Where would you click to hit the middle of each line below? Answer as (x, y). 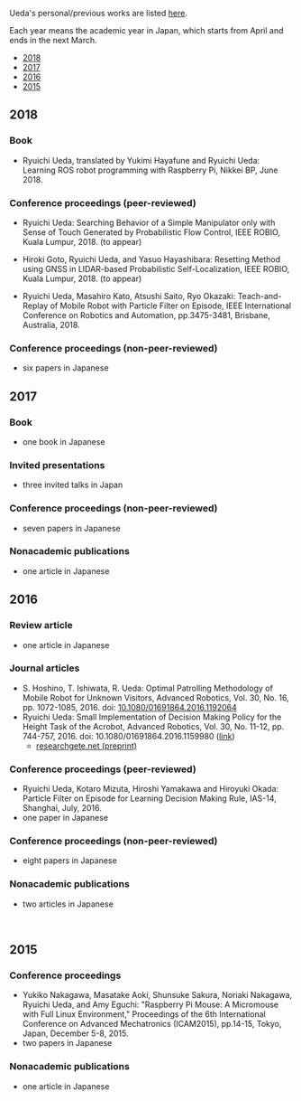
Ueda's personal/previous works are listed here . (98, 13)
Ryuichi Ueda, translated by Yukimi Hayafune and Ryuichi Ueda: (141, 160)
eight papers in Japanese (69, 861)
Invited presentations (57, 465)
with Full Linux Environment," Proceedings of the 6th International (144, 1014)
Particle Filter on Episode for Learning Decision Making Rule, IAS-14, (149, 798)
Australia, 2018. (51, 325)
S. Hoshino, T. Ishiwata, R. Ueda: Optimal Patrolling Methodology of (147, 688)
